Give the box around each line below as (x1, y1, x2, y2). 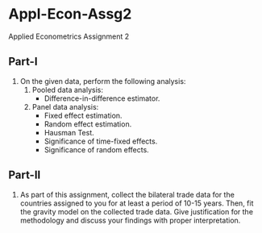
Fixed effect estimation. (44, 110, 123, 120)
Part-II (8, 169, 41, 182)
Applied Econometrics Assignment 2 (8, 31, 130, 41)
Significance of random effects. (44, 144, 149, 154)
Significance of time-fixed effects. (44, 136, 158, 146)
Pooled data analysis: (31, 85, 103, 94)
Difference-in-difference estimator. (44, 94, 160, 103)
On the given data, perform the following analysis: (19, 76, 186, 85)
